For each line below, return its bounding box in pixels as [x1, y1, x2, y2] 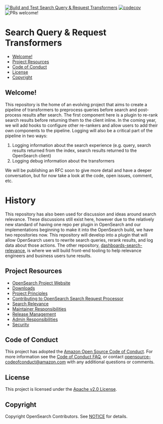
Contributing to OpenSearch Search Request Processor [12, 295, 123, 301]
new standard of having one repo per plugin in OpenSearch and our [5, 221, 141, 227]
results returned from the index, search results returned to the [12, 147, 137, 153]
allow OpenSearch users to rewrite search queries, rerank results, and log [5, 237, 153, 243]
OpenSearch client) [12, 152, 51, 159]
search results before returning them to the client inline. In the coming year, [5, 117, 157, 123]
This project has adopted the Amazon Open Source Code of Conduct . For [5, 349, 153, 354]
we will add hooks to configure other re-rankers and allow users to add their [5, 122, 158, 128]
